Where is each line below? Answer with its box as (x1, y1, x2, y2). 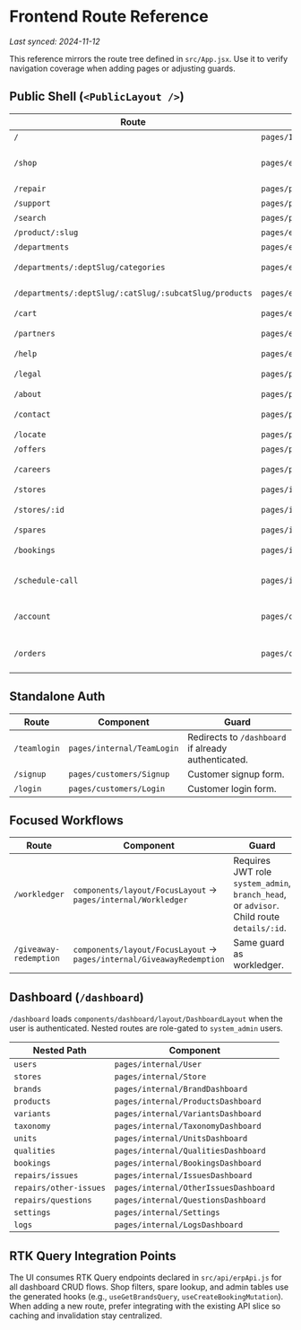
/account (13, 611, 51, 621)
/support (13, 198, 51, 208)
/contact (13, 409, 51, 419)
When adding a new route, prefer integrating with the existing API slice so (9, 1300, 280, 1311)
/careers (13, 464, 51, 474)
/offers (13, 444, 47, 454)
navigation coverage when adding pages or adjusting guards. (9, 63, 236, 74)
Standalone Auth (9, 689, 106, 704)
